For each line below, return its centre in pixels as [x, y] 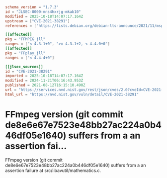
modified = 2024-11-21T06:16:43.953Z [44, 81]
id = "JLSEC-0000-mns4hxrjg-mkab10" [43, 12]
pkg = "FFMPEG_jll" [25, 39]
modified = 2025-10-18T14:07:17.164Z [44, 16]
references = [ [21, 26]
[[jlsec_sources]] [24, 67]
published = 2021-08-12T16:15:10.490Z [45, 85]
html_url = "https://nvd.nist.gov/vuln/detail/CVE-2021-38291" [72, 94]
